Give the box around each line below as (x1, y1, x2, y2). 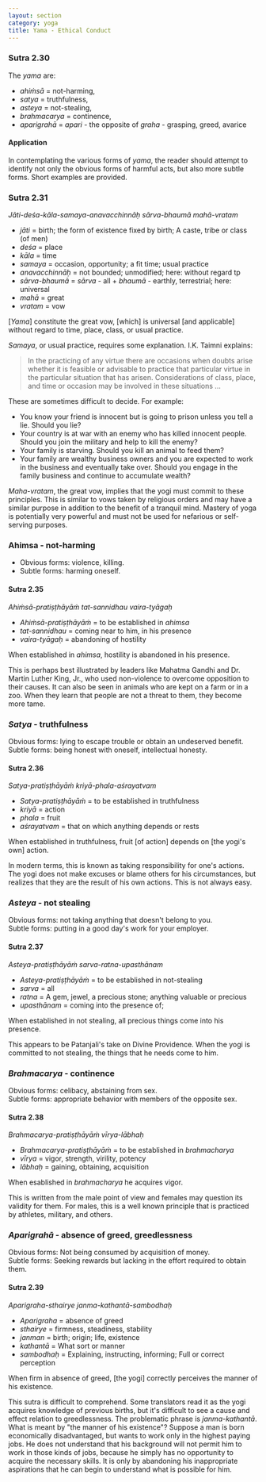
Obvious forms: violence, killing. (19, 558, 125, 567)
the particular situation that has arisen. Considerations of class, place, (27, 373, 256, 382)
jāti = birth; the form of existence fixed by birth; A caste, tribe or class (19, 225, 248, 235)
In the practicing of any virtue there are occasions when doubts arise (27, 356, 253, 366)
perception (19, 1357, 55, 1367)
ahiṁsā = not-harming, (19, 86, 96, 95)
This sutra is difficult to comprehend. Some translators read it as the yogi (8, 1397, 246, 1407)
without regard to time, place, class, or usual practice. (8, 325, 184, 335)
